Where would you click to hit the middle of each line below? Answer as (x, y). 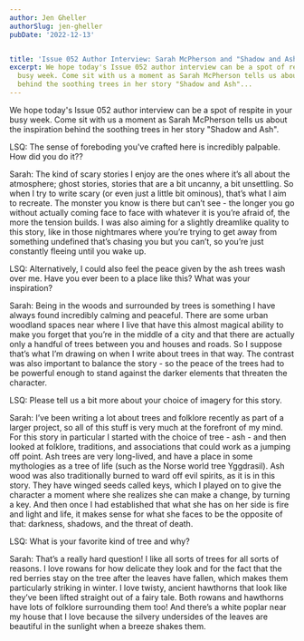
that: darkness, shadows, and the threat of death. (101, 523)
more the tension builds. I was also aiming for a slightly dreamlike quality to (149, 222)
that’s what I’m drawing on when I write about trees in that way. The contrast (152, 354)
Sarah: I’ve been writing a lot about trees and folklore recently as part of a (147, 417)
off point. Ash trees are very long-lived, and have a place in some (131, 456)
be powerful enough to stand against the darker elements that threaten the (148, 373)
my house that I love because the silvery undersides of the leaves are (139, 617)
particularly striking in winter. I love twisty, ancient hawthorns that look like (148, 588)
